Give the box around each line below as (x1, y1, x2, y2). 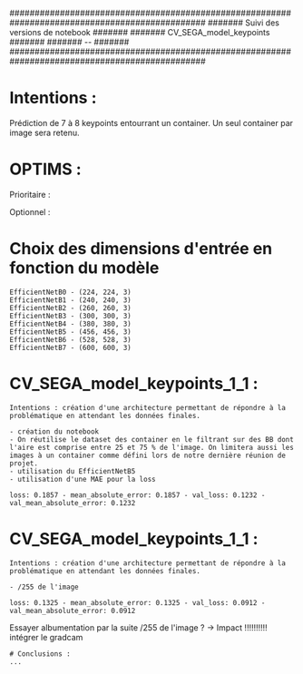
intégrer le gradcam (9, 631, 83, 642)
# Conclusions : (9, 649, 71, 659)
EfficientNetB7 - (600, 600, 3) (9, 343, 132, 352)
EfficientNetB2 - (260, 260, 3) (9, 303, 132, 312)
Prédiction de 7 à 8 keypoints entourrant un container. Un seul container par (9, 117, 293, 128)
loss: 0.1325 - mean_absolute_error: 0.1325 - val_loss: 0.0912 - (9, 598, 266, 607)
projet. (9, 458, 39, 468)
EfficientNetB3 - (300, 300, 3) (9, 311, 132, 320)
